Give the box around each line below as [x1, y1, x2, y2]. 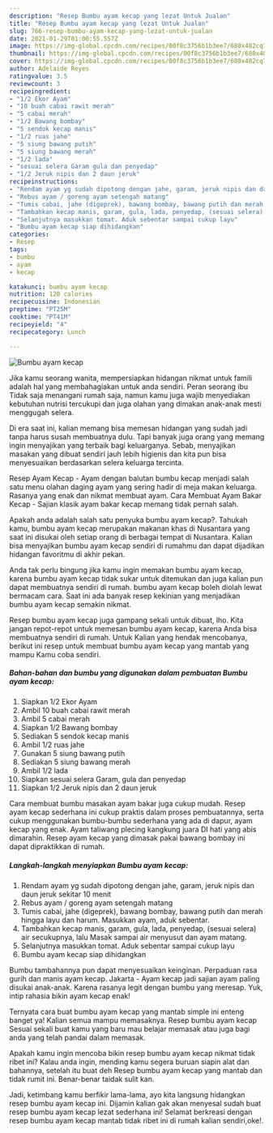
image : [9, 42, 32, 50]
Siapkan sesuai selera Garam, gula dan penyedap [20, 775, 186, 785]
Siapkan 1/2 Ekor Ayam [20, 697, 98, 707]
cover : [9, 58, 32, 66]
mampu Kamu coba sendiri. [9, 649, 101, 659]
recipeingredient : [9, 87, 71, 96]
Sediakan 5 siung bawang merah [20, 757, 131, 767]
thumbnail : [9, 49, 46, 58]
